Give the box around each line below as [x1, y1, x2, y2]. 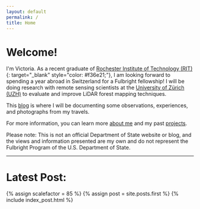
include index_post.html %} [6, 196, 73, 204]
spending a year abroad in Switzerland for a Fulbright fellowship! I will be [6, 78, 185, 85]
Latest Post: [6, 170, 67, 184]
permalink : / [6, 14, 39, 20]
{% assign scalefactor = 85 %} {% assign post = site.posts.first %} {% [6, 190, 179, 197]
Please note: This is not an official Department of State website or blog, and [6, 132, 192, 139]
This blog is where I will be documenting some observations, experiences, [6, 102, 189, 109]
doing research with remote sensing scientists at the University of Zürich [6, 84, 185, 91]
